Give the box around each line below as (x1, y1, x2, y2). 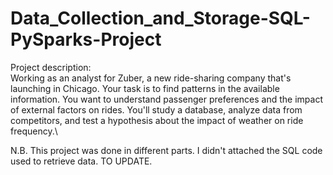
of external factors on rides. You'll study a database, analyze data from (10, 103, 303, 116)
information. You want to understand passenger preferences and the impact (10, 93, 324, 105)
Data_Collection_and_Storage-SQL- (10, 7, 311, 30)
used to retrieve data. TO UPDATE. (10, 155, 153, 167)
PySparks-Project (10, 28, 162, 51)
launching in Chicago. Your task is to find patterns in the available (10, 82, 280, 94)
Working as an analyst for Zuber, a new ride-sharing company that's (10, 72, 292, 84)
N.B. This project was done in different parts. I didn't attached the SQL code (10, 144, 323, 156)
